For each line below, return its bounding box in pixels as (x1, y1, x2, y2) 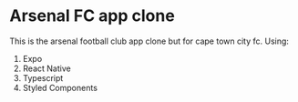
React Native (22, 63, 71, 74)
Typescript (22, 72, 64, 83)
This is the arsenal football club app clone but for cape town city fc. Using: (9, 36, 290, 46)
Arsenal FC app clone (9, 5, 175, 26)
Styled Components (22, 82, 98, 93)
